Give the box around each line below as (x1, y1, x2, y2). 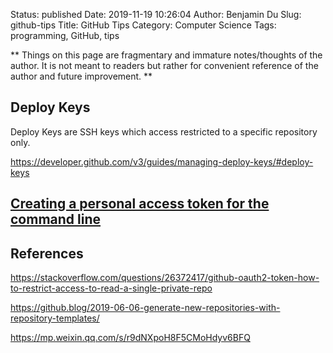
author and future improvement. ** (10, 70, 153, 82)
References (10, 245, 84, 262)
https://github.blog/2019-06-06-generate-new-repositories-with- (10, 302, 281, 314)
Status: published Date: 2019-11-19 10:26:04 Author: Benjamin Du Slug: (10, 9, 302, 20)
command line (10, 211, 102, 228)
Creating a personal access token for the (10, 195, 270, 213)
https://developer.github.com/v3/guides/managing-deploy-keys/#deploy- (10, 155, 314, 168)
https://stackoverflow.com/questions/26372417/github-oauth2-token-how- (10, 272, 320, 284)
